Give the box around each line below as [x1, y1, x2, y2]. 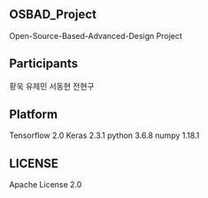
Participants [9, 57, 78, 72]
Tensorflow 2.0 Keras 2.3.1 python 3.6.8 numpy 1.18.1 [9, 130, 200, 141]
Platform [9, 107, 58, 122]
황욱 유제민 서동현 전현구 [9, 80, 95, 91]
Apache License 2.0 [9, 179, 82, 190]
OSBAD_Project [9, 7, 97, 22]
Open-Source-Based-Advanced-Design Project [9, 30, 183, 41]
